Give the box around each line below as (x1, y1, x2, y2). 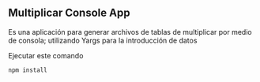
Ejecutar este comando (8, 50, 84, 60)
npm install (8, 66, 47, 74)
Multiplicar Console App (8, 6, 130, 20)
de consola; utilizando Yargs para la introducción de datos (8, 35, 198, 45)
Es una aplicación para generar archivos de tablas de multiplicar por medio (8, 27, 252, 36)
